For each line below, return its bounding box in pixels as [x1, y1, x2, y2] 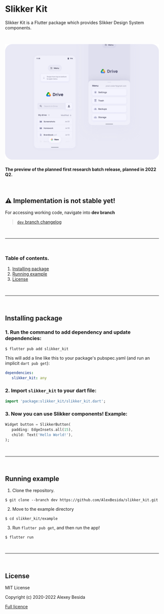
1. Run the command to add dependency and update [5, 329, 131, 336]
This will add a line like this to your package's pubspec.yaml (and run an [5, 355, 150, 361]
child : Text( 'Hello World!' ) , [11, 432, 73, 437]
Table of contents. [5, 254, 50, 261]
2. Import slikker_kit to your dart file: [5, 387, 97, 394]
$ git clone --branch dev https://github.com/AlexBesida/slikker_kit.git [5, 498, 159, 502]
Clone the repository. [12, 488, 55, 494]
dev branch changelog [17, 219, 62, 225]
